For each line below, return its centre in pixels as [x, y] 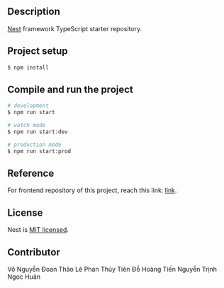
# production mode [34, 145]
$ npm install [28, 67]
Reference [31, 173]
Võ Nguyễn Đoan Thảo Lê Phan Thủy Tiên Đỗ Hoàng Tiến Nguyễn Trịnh [112, 269]
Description [34, 12]
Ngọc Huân [24, 277]
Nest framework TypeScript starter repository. [75, 28]
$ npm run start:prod [39, 151]
